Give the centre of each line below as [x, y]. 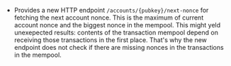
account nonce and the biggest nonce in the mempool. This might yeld [117, 25]
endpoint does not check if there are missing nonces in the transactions [119, 47]
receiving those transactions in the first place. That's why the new [111, 40]
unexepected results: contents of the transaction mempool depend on [116, 32]
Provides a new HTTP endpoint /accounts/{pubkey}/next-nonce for [111, 10]
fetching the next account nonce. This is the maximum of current [109, 18]
